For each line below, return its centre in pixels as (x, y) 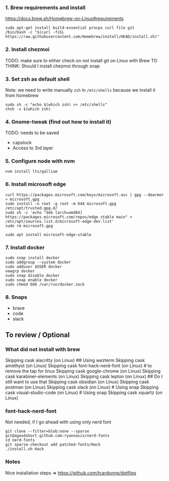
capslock (22, 143)
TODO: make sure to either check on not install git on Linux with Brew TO (81, 60)
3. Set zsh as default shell (37, 79)
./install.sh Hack (25, 449)
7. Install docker (25, 247)
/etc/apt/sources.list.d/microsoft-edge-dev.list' (60, 221)
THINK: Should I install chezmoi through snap (53, 66)
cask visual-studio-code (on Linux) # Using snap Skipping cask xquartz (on (84, 393)
